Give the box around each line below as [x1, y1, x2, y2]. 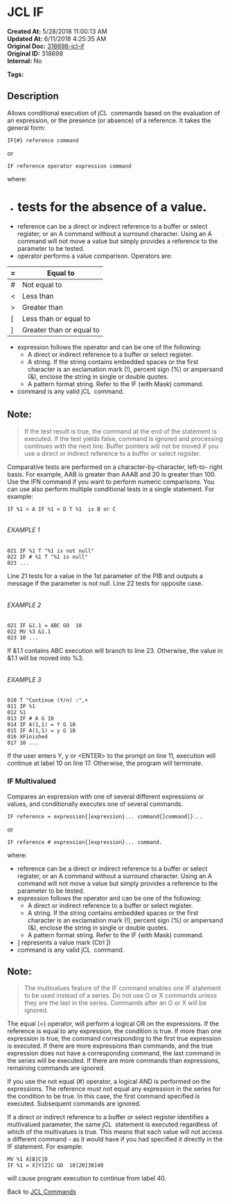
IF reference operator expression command [7, 163, 132, 170]
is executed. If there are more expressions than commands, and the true [7, 1042, 213, 1050]
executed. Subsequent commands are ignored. [7, 1099, 141, 1108]
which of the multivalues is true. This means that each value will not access [7, 1128, 223, 1136]
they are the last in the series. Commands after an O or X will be [24, 998, 206, 1007]
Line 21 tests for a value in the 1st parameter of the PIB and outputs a [7, 571, 203, 580]
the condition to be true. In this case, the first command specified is [7, 1092, 200, 1101]
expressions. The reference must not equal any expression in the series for [7, 1085, 222, 1093]
